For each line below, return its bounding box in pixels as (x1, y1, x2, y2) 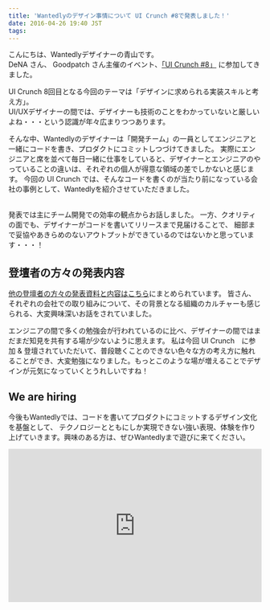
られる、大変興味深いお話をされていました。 (8, 309, 157, 318)
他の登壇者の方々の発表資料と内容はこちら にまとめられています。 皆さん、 (8, 289, 256, 298)
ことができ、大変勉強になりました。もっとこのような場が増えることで (14, 356, 247, 366)
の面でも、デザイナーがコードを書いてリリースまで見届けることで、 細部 (8, 220, 249, 230)
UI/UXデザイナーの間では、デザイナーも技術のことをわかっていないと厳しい (8, 107, 260, 117)
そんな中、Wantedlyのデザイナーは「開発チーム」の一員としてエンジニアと (8, 134, 257, 144)
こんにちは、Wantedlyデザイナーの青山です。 (8, 50, 159, 59)
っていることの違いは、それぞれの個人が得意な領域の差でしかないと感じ (8, 164, 247, 174)
